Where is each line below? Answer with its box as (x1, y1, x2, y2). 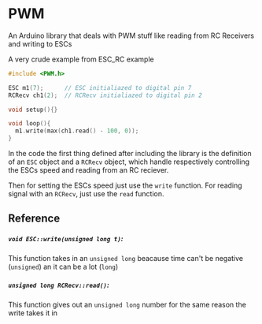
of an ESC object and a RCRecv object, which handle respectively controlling (8, 157, 250, 166)
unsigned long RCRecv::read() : (8, 281, 110, 290)
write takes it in (8, 308, 57, 318)
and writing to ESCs (8, 39, 72, 48)
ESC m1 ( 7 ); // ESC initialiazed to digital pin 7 (8, 84, 192, 91)
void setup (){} (8, 106, 58, 114)
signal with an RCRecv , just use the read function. (8, 189, 164, 199)
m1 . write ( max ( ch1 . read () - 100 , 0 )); (15, 127, 139, 135)
